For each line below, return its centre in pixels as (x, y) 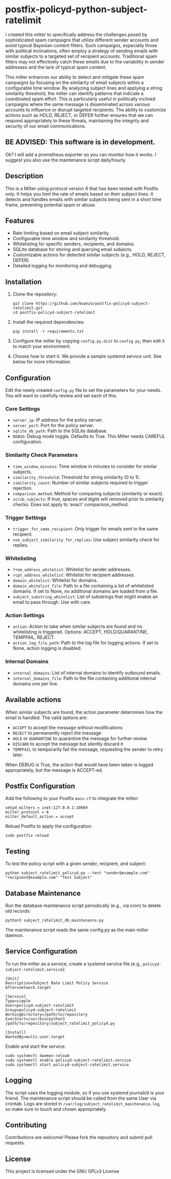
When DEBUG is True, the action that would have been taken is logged (79, 765)
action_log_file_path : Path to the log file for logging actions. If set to (86, 643)
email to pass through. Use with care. (52, 602)
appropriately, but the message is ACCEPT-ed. (54, 770)
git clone (23, 304)
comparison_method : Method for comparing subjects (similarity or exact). (88, 493)
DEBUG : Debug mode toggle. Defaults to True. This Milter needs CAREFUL (89, 436)
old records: (18, 911)
